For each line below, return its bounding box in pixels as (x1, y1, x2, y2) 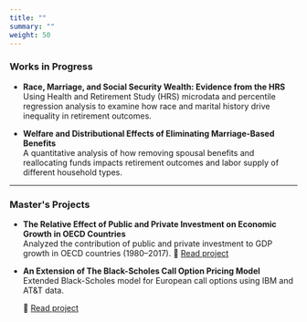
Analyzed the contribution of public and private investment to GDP (22, 238, 273, 249)
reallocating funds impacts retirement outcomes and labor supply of (22, 157, 280, 168)
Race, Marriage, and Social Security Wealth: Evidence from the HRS (22, 81, 286, 92)
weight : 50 (9, 30, 51, 39)
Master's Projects (9, 198, 90, 211)
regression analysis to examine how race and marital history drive (22, 100, 270, 111)
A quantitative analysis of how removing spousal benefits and (22, 147, 255, 158)
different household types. (22, 166, 123, 178)
